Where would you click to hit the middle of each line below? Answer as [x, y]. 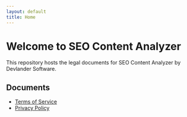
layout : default [26, 12]
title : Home [21, 17]
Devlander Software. [31, 69]
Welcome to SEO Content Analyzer [93, 46]
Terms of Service [36, 102]
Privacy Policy [32, 108]
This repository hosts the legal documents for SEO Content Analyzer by [93, 63]
